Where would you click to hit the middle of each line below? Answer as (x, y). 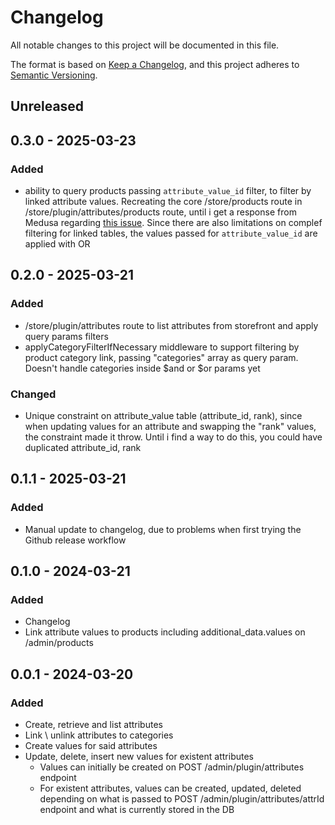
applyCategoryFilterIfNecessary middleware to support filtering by (162, 347)
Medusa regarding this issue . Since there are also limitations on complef (173, 223)
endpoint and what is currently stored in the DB (137, 810)
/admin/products (59, 643)
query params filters (66, 336)
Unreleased (47, 106)
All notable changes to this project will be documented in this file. (145, 45)
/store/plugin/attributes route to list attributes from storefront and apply (171, 325)
